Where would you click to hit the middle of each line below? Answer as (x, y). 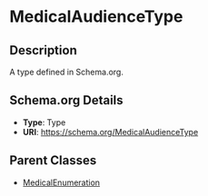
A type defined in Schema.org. (67, 72)
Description (43, 50)
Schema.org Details (67, 100)
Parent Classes (53, 161)
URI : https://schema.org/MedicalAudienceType (110, 132)
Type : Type (44, 122)
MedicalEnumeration (61, 182)
